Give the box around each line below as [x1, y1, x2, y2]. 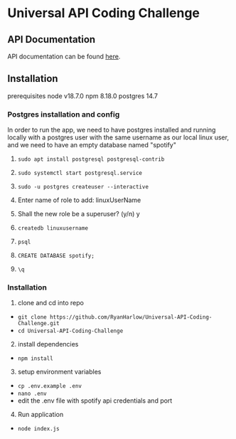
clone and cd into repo [17, 299, 84, 307]
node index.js [17, 425, 60, 433]
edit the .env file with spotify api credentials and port [17, 396, 173, 405]
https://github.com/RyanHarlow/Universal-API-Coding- [49, 314, 213, 321]
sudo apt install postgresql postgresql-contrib [17, 156, 165, 163]
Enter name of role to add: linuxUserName [17, 196, 141, 204]
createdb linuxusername [17, 225, 89, 232]
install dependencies [17, 340, 79, 349]
